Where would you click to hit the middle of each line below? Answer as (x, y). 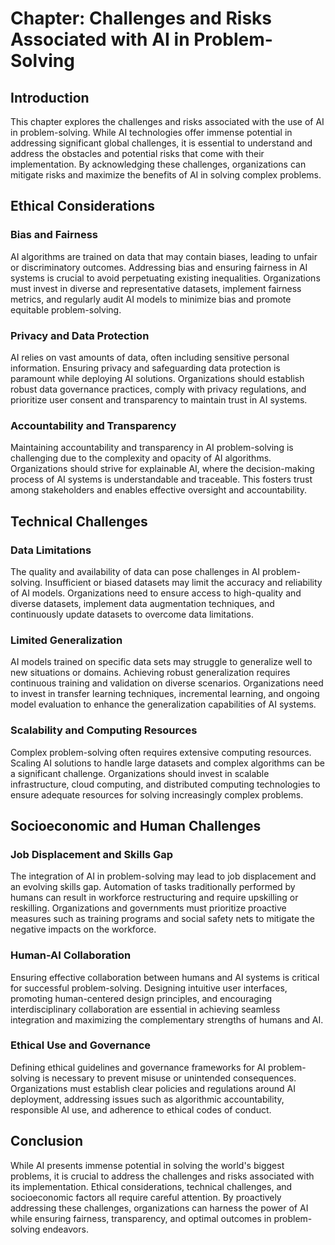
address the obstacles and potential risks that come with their (137, 153)
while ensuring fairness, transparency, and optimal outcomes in (141, 1218)
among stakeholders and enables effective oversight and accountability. (159, 490)
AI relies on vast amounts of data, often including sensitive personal (150, 357)
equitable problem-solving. (66, 309)
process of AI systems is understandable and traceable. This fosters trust (161, 479)
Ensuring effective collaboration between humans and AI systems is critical (165, 977)
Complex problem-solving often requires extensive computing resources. (161, 752)
